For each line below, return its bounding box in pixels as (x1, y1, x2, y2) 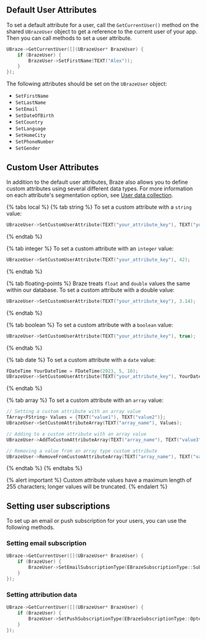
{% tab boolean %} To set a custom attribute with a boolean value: (6, 321, 174, 328)
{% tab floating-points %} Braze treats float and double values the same (6, 280, 191, 287)
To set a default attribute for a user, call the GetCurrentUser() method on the (6, 21, 199, 28)
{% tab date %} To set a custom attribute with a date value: (6, 356, 156, 363)
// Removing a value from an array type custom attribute (6, 448, 158, 454)
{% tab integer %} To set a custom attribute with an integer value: (6, 245, 174, 252)
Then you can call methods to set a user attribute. (6, 34, 132, 42)
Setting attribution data (6, 590, 77, 598)
